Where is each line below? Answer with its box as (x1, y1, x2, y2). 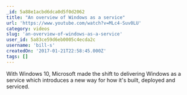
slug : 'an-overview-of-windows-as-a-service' (6, 31, 122, 37)
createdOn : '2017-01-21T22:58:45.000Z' (6, 48, 107, 54)
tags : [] (6, 54, 28, 60)
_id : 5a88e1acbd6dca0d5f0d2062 (6, 8, 85, 15)
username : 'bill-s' (6, 43, 55, 49)
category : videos (6, 25, 50, 32)
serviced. (6, 82, 30, 90)
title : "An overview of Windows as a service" (6, 14, 125, 20)
